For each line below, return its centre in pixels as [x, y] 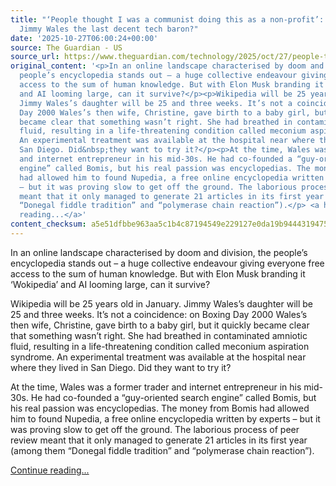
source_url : [35, 57]
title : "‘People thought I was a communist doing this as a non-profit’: [167, 19]
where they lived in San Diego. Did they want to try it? [121, 367]
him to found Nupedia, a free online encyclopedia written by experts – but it [165, 418]
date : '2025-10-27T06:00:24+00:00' [84, 38]
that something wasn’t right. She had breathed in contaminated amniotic [159, 335]
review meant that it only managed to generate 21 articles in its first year [159, 440]
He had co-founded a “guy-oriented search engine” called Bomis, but [173, 397]
